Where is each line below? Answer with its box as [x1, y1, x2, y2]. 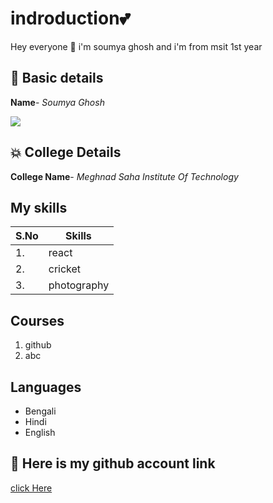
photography [48, 278, 110, 292]
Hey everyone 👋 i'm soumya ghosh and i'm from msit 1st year [10, 40, 263, 52]
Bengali [24, 405, 57, 417]
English [24, 427, 56, 438]
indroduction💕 [10, 7, 131, 30]
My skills [10, 199, 68, 216]
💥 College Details [10, 144, 122, 161]
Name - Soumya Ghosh [10, 96, 105, 108]
